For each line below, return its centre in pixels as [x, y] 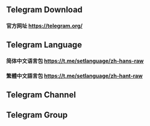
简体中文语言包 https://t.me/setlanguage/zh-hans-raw [75, 61]
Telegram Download [44, 10]
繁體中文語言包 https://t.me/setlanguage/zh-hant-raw [74, 76]
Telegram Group [37, 115]
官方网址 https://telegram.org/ [44, 26]
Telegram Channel [41, 95]
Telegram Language [44, 45]
